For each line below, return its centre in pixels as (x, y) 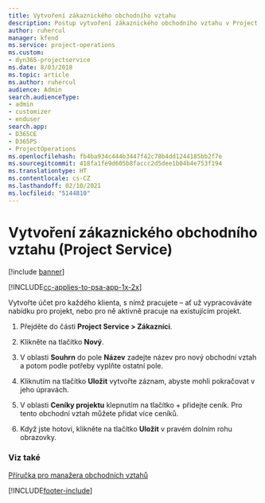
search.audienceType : (44, 97)
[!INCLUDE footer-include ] (51, 490)
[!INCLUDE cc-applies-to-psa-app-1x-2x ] (75, 287)
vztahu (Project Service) (90, 250)
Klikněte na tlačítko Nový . (62, 341)
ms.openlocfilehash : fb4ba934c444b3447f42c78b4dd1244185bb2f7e (115, 156)
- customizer (30, 112)
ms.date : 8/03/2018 (41, 68)
